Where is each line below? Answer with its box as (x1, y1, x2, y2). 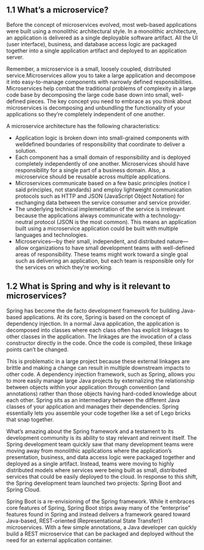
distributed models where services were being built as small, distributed (6, 466, 187, 474)
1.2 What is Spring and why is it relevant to (6, 281, 171, 292)
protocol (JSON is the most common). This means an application (34, 218, 197, 225)
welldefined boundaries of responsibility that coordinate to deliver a (15, 140, 185, 148)
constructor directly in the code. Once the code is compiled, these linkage (6, 339, 192, 347)
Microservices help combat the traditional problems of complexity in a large (6, 85, 196, 92)
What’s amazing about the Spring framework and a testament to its (6, 428, 174, 435)
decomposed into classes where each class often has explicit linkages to (6, 326, 189, 334)
